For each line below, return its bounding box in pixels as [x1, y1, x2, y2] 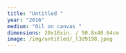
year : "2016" [7, 17, 45, 23]
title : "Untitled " [7, 10, 64, 17]
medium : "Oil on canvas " [7, 23, 82, 30]
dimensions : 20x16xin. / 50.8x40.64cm [7, 29, 119, 36]
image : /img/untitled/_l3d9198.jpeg [7, 36, 113, 43]
